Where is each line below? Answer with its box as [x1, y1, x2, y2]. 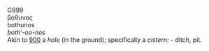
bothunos [7, 21, 35, 29]
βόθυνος [7, 13, 34, 22]
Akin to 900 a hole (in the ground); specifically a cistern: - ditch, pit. [7, 36, 203, 44]
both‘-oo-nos [7, 28, 46, 36]
